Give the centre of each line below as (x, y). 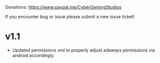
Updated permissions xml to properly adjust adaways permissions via (83, 50)
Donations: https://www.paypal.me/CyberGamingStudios (63, 7)
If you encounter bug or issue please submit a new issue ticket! (70, 16)
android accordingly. (33, 55)
